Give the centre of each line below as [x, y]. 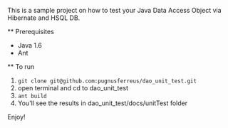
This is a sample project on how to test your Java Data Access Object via [115, 10]
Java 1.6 [30, 45]
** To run [21, 66]
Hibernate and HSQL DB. [44, 18]
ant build [32, 96]
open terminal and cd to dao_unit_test [73, 88]
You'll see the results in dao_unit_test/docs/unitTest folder [103, 103]
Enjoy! [17, 117]
